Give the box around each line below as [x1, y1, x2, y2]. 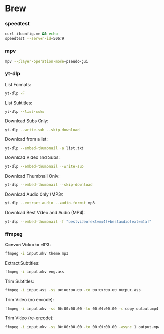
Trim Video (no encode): [5, 296, 54, 302]
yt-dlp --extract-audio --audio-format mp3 [5, 200, 95, 205]
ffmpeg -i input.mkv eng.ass [5, 269, 64, 274]
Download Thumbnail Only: [5, 173, 60, 179]
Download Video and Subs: [5, 155, 60, 160]
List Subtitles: [5, 100, 33, 106]
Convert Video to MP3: [5, 242, 51, 247]
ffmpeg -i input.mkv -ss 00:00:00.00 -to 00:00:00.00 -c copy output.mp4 [5, 306, 159, 311]
